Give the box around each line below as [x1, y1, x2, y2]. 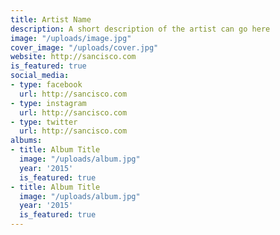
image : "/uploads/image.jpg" [10, 33, 132, 43]
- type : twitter [10, 117, 78, 127]
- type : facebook [10, 80, 83, 90]
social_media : [10, 71, 70, 81]
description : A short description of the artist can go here [10, 24, 271, 34]
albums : [10, 136, 43, 146]
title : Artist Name [10, 14, 92, 25]
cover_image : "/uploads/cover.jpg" [10, 42, 159, 53]
